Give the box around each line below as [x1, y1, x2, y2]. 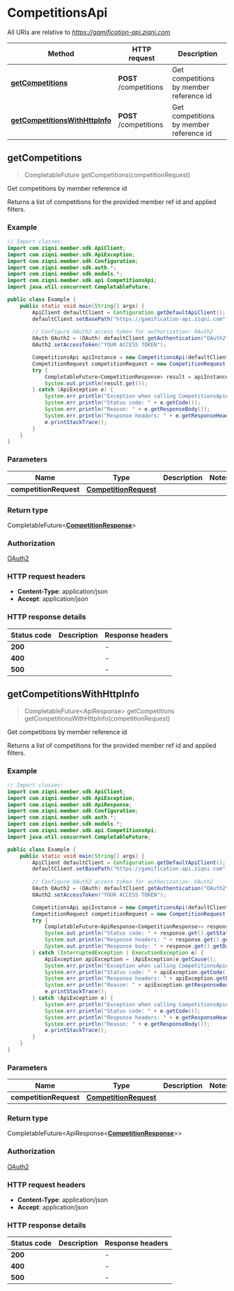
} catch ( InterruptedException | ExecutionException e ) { [32, 949, 204, 956]
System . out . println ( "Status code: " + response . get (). [44, 930, 208, 937]
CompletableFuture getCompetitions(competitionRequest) [24, 171, 191, 179]
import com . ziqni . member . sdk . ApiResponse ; [7, 801, 132, 808]
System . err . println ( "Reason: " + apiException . [44, 982, 186, 989]
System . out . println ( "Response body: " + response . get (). [44, 943, 214, 950]
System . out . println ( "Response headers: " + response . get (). [44, 937, 223, 944]
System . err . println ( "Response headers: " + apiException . [44, 975, 217, 983]
